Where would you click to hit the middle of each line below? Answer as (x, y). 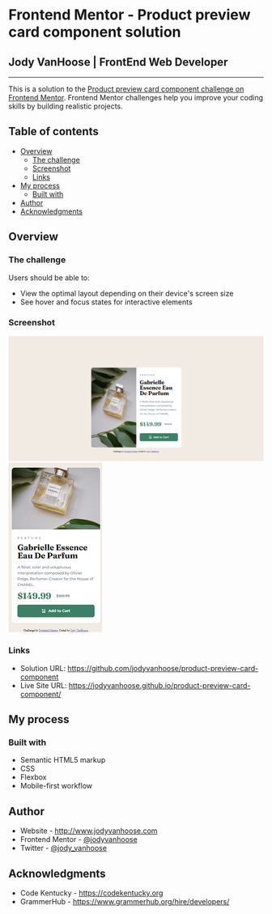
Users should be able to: (49, 278)
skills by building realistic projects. (66, 106)
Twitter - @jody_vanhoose (64, 848)
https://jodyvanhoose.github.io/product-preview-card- (159, 685)
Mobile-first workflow (56, 786)
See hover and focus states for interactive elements (106, 302)
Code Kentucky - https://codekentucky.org (91, 893)
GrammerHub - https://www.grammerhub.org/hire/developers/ (125, 901)
